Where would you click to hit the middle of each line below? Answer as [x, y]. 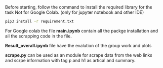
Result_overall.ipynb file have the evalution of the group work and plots [78, 45]
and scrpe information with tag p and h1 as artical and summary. [70, 60]
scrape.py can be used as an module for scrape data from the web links [79, 55]
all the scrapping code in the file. [39, 36]
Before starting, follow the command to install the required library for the [79, 7]
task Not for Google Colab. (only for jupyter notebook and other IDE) [75, 12]
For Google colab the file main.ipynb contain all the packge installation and [81, 31]
